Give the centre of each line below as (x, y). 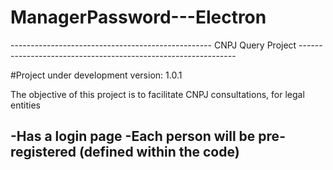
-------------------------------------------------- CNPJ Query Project (153, 45)
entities (25, 105)
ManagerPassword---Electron (138, 17)
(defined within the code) (159, 152)
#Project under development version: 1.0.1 (96, 75)
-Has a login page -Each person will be (133, 136)
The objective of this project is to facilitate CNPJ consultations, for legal (157, 94)
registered (43, 152)
